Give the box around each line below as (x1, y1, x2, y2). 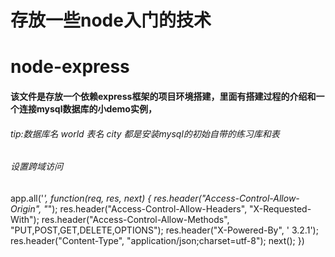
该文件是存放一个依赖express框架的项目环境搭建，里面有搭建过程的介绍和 (10, 90, 317, 102)
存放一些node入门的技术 (10, 9, 212, 32)
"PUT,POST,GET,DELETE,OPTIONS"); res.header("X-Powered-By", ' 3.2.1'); (10, 224, 319, 236)
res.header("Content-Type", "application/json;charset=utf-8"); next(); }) (10, 234, 305, 246)
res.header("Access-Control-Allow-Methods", (41, 213, 230, 225)
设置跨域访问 (10, 161, 63, 173)
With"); (10, 213, 40, 225)
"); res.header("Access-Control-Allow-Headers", (47, 202, 248, 215)
